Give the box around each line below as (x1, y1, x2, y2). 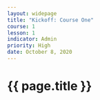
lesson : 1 (7, 29, 36, 37)
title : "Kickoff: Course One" (7, 17, 94, 23)
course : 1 (7, 23, 36, 30)
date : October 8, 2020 (7, 49, 72, 56)
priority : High (7, 42, 51, 49)
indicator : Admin (7, 36, 57, 43)
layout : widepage (7, 10, 57, 17)
